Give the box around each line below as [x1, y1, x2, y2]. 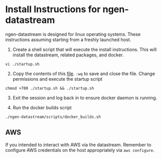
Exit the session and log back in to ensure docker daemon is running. [12, 94, 157, 101]
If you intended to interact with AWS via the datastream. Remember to [5, 141, 151, 148]
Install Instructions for [5, 4, 101, 15]
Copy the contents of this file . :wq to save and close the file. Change [12, 70, 155, 77]
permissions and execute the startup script [12, 76, 103, 82]
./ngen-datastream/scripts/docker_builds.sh [5, 114, 101, 119]
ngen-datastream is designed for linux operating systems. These [5, 31, 141, 37]
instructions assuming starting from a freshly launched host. [5, 37, 132, 43]
